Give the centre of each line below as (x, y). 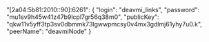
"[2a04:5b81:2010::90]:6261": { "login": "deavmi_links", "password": (103, 10)
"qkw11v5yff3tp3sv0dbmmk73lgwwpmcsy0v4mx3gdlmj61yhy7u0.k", (104, 24)
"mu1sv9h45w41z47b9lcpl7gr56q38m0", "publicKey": (83, 17)
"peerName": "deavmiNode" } (49, 31)
